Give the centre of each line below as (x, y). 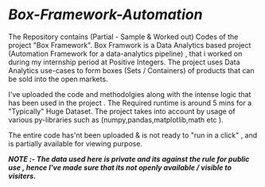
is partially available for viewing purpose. (76, 143)
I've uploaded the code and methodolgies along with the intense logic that (130, 94)
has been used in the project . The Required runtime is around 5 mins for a (130, 103)
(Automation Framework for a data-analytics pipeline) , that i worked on (125, 53)
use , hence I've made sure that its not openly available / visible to (120, 167)
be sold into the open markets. (58, 79)
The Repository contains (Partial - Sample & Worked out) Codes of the (123, 37)
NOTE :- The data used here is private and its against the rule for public (129, 159)
